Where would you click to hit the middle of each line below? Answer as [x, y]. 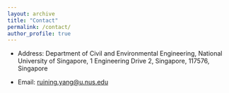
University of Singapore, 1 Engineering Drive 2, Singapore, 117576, [113, 61]
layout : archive [31, 14]
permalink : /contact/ [39, 27]
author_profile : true [39, 33]
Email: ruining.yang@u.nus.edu [63, 82]
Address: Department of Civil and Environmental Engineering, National [120, 54]
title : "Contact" [33, 20]
